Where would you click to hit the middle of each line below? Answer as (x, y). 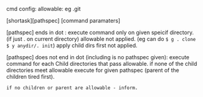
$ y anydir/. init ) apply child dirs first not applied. (72, 45)
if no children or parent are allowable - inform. (72, 88)
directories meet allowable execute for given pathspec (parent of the (93, 70)
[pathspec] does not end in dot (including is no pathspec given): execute (98, 57)
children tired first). (31, 77)
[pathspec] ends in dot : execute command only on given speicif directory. (100, 32)
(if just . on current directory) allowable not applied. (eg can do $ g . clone (101, 39)
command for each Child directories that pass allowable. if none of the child (102, 64)
